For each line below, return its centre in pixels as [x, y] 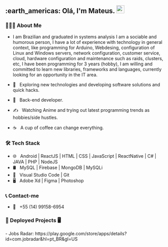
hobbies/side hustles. [35, 117]
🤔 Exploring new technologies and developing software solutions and [86, 84]
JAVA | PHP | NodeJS [35, 162]
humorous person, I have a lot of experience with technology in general [88, 42]
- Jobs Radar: [20, 233]
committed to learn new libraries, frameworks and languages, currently [87, 69]
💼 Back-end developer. [38, 100]
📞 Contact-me [22, 195]
